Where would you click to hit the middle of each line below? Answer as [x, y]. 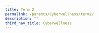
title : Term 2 [20, 9]
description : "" [22, 18]
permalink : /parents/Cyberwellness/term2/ [49, 14]
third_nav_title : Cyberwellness [38, 23]
